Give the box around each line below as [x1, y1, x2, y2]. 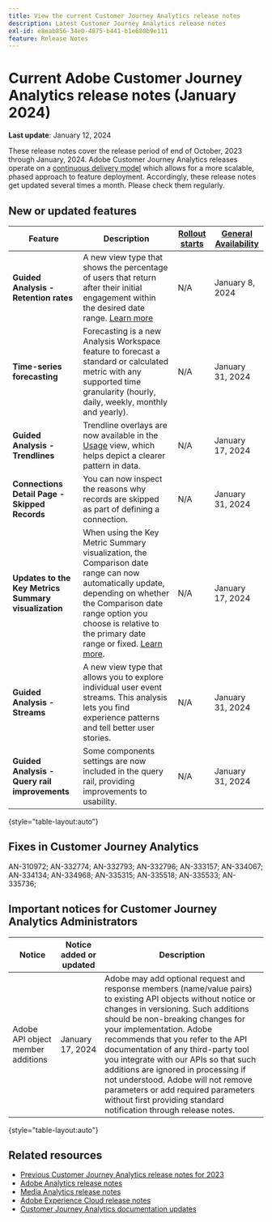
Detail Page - [12, 489, 66, 499]
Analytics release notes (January [8, 87, 237, 105]
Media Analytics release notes [19, 1187, 121, 1197]
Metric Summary [83, 537, 147, 548]
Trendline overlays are [83, 420, 168, 431]
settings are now [83, 756, 147, 766]
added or [60, 948, 97, 960]
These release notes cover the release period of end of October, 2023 [8, 146, 243, 156]
